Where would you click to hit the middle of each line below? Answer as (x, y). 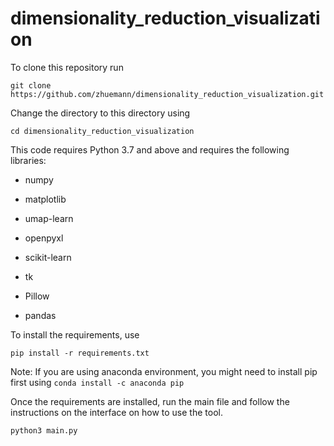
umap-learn (49, 218)
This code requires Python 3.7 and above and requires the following (150, 149)
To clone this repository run (67, 67)
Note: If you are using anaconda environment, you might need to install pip (164, 371)
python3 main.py (44, 430)
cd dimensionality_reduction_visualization (102, 131)
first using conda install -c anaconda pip (97, 382)
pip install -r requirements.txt (80, 353)
